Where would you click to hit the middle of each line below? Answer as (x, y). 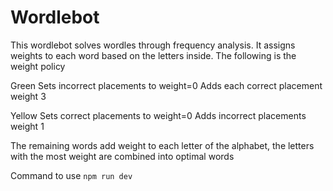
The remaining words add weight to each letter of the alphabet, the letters (162, 145)
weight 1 (27, 126)
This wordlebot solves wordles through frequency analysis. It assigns (153, 45)
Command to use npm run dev (71, 175)
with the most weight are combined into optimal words (122, 156)
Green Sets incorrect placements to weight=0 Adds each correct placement (166, 85)
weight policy (38, 66)
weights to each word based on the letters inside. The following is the (153, 55)
